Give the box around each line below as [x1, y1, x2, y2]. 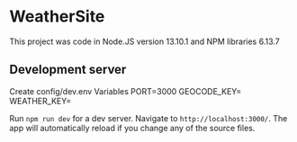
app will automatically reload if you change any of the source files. [9, 122, 256, 133]
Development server [9, 62, 127, 77]
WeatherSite [9, 6, 105, 27]
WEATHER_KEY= [9, 95, 72, 106]
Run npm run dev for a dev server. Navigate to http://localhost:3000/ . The [9, 112, 288, 123]
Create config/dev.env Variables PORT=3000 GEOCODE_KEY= [9, 85, 242, 96]
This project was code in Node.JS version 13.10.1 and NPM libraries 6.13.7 [9, 36, 281, 47]
